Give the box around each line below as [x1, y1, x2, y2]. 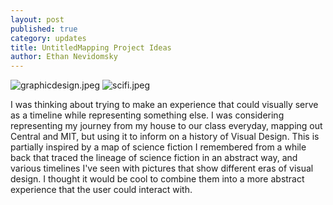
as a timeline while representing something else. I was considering [10, 109, 285, 121]
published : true [10, 24, 78, 34]
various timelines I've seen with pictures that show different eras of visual [10, 162, 314, 175]
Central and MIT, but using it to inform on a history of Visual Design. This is [10, 131, 320, 143]
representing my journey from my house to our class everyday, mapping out [10, 120, 323, 132]
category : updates [10, 33, 87, 43]
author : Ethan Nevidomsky [10, 52, 118, 62]
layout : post [10, 14, 65, 25]
